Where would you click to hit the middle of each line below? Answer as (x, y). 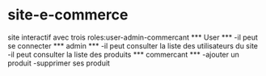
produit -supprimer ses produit (59, 63)
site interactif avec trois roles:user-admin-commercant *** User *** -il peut (133, 37)
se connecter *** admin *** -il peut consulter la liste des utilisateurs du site (133, 45)
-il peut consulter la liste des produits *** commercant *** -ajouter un (124, 54)
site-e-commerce (68, 15)
